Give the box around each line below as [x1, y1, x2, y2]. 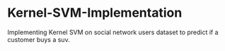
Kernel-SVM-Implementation [7, 5, 183, 21]
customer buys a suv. [7, 35, 70, 43]
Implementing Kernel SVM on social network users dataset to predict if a [7, 28, 219, 36]
